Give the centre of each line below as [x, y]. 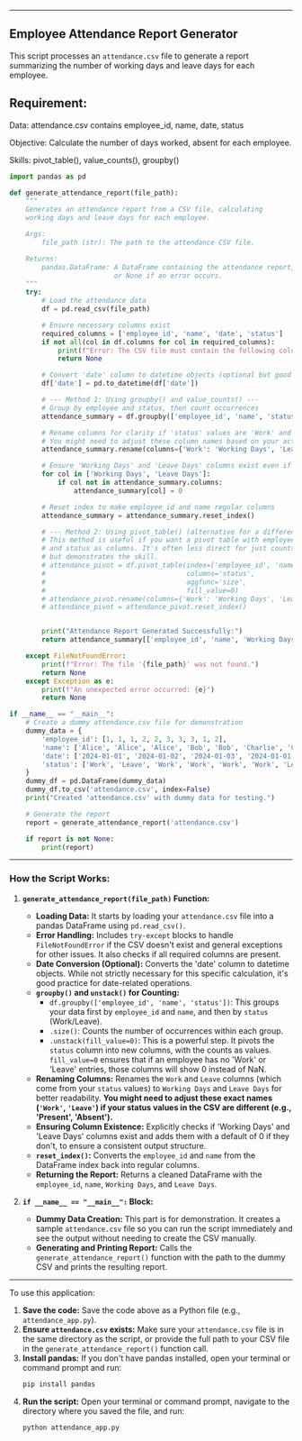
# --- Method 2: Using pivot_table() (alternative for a [150, 532]
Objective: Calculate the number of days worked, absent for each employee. [151, 142]
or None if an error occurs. [168, 276]
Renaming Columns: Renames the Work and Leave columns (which [158, 1079]
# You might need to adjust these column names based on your [160, 441]
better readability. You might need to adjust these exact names [154, 1098]
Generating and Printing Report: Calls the [114, 1247]
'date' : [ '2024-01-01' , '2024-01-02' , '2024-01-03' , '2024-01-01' [169, 756]
